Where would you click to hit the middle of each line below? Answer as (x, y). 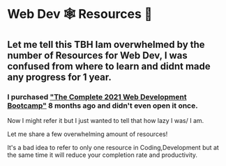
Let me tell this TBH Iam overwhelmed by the (106, 44)
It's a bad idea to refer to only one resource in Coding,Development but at (113, 147)
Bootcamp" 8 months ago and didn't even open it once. (103, 106)
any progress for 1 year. (59, 77)
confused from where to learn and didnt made (109, 66)
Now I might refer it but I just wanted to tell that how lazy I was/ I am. (106, 120)
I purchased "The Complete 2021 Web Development (97, 97)
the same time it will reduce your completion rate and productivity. (102, 155)
